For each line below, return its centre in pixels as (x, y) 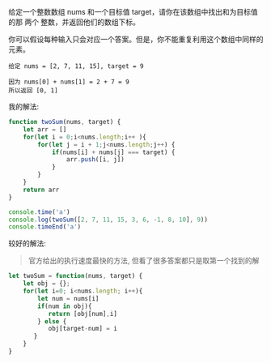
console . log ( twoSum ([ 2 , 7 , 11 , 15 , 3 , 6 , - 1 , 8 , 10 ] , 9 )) (108, 220)
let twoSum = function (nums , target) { (76, 276)
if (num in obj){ (65, 306)
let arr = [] (45, 129)
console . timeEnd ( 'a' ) (45, 227)
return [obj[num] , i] (83, 314)
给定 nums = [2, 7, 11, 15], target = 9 (76, 66)
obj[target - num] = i (83, 329)
